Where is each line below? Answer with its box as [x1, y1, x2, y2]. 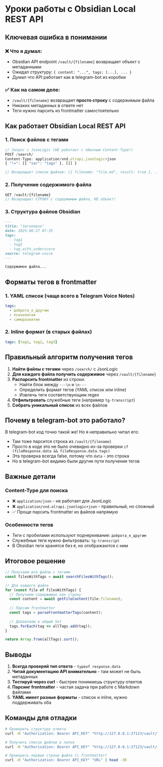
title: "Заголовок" [5, 224, 45, 229]
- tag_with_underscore [9, 247, 55, 251]
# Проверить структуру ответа [5, 726, 66, 731]
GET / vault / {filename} [5, 192, 51, 197]
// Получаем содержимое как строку [9, 592, 81, 597]
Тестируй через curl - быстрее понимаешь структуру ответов [12, 679, 142, 685]
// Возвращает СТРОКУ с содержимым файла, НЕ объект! [5, 197, 116, 202]
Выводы [5, 650, 32, 659]
